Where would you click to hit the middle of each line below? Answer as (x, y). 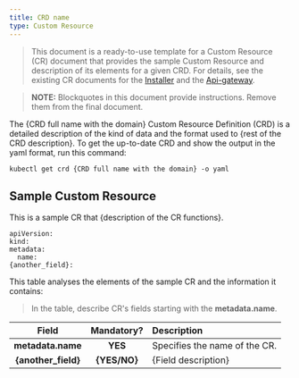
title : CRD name (39, 17)
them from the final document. (87, 106)
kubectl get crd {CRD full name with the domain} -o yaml (119, 169)
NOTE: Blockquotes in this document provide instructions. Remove (154, 97)
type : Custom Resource (51, 26)
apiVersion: (31, 234)
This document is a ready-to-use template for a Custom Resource (152, 51)
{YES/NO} (117, 360)
